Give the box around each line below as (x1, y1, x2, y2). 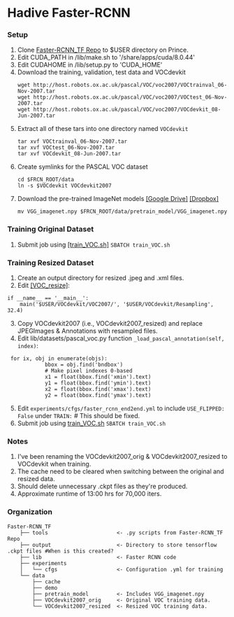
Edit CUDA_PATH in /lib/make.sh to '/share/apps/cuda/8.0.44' (17, 53, 196, 62)
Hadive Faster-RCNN (7, 5, 131, 21)
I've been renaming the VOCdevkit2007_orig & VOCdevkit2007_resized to (17, 452, 228, 461)
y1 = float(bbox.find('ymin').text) (44, 380, 152, 387)
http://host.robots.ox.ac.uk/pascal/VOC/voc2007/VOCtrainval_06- (33, 82, 228, 89)
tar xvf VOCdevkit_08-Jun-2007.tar (17, 151, 122, 158)
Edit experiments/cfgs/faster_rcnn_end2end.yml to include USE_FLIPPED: (17, 404, 225, 413)
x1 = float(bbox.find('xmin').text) (44, 373, 152, 381)
